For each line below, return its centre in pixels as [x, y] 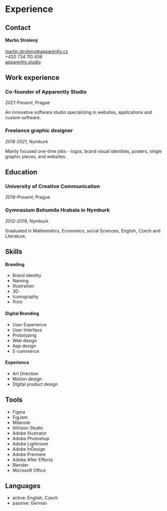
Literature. [16, 236]
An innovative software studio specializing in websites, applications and [79, 112]
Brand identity [27, 275]
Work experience [32, 78]
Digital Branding [22, 313]
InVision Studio [28, 428]
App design [24, 346]
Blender [20, 465]
